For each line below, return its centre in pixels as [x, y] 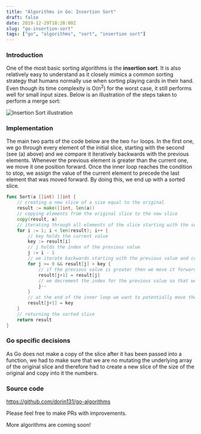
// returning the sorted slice [56, 314]
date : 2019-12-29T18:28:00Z [41, 23]
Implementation [30, 128]
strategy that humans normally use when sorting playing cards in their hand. [100, 81]
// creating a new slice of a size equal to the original [91, 203]
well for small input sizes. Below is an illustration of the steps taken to [92, 95]
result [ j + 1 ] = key [51, 303]
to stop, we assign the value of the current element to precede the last [93, 173]
